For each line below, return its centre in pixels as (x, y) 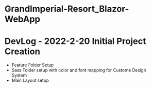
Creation (23, 51)
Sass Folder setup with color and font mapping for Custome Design (79, 70)
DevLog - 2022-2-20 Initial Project (75, 41)
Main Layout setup (30, 80)
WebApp (23, 19)
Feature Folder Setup (33, 65)
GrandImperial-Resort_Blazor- (67, 9)
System (19, 75)
